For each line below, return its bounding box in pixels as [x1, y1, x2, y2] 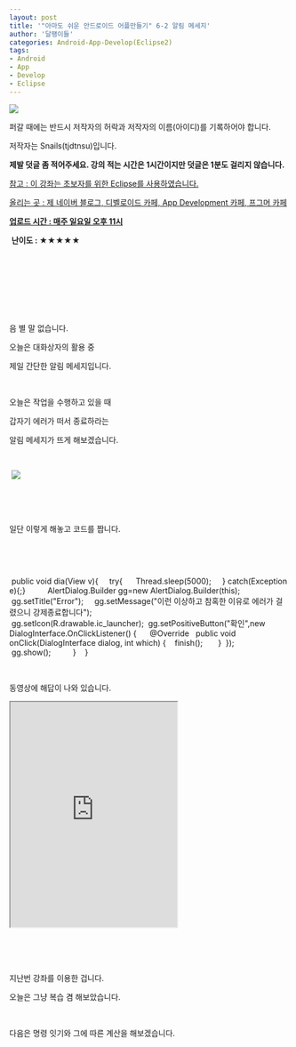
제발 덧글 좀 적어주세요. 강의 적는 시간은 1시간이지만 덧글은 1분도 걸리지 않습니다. [9, 159, 285, 170]
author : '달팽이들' [9, 29, 74, 38]
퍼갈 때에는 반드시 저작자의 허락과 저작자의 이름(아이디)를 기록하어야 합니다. [9, 121, 271, 132]
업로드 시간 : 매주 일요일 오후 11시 [9, 215, 124, 227]
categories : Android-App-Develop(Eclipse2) [9, 37, 173, 47]
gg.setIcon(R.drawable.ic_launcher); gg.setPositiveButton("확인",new [11, 617, 266, 628]
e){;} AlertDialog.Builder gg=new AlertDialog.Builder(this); [9, 584, 241, 596]
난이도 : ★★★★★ [11, 235, 81, 246]
